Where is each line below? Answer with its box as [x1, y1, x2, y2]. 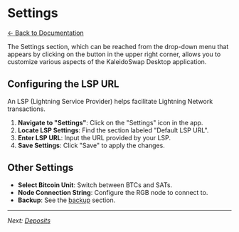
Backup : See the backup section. [17, 196, 116, 204]
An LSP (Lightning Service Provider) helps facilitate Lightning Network [7, 97, 213, 105]
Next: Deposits [7, 216, 51, 225]
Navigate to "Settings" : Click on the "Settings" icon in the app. [17, 118, 203, 127]
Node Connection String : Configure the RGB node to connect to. [17, 188, 208, 196]
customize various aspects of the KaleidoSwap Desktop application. [7, 57, 207, 65]
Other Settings [7, 162, 74, 174]
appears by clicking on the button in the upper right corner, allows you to [7, 50, 221, 58]
